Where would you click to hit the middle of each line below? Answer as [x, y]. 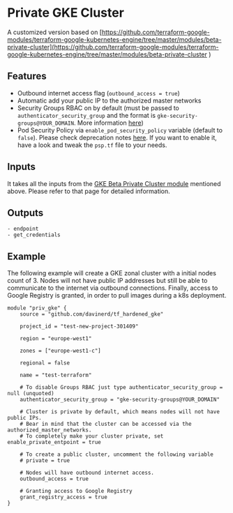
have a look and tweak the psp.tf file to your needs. [92, 145]
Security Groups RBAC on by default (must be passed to [98, 108]
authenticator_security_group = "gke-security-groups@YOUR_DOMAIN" [120, 400]
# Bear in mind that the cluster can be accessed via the [106, 424]
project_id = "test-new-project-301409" [79, 327]
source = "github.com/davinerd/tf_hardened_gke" [92, 314]
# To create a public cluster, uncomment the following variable [117, 454]
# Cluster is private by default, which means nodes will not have [120, 412]
